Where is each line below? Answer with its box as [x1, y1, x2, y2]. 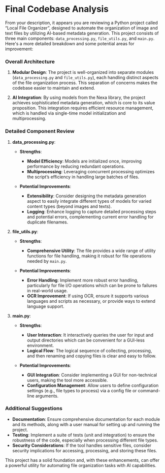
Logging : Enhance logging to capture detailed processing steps [27, 208, 157, 215]
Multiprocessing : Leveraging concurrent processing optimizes [27, 168, 155, 174]
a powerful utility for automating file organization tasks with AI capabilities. [5, 462, 157, 468]
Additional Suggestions [5, 405, 63, 412]
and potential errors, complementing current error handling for [27, 214, 154, 220]
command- [137, 387, 161, 393]
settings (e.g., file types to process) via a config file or [27, 387, 137, 393]
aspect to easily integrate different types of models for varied [27, 198, 152, 204]
